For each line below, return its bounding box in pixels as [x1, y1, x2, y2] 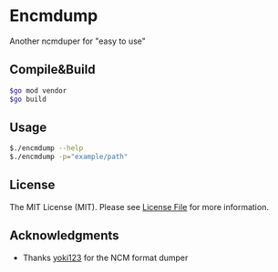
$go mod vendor [9, 86, 67, 96]
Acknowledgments [9, 228, 120, 244]
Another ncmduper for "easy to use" [9, 35, 146, 46]
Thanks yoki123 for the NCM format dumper [22, 252, 189, 263]
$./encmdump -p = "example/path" [9, 152, 129, 162]
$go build [9, 95, 47, 104]
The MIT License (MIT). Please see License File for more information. [9, 201, 269, 212]
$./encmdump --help [9, 144, 84, 153]
